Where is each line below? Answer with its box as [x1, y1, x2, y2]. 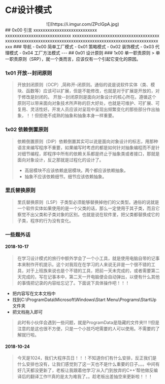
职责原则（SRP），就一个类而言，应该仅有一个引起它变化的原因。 [9, 56, 141, 62]
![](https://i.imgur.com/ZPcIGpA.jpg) [46, 21, 120, 27]
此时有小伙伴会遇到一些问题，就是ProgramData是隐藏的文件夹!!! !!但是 [17, 319, 160, 325]
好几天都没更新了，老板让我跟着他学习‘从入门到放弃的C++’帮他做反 [17, 367, 154, 373]
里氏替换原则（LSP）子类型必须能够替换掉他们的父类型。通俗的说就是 [17, 199, 159, 205]
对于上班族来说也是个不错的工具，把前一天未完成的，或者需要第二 [26, 268, 160, 273]
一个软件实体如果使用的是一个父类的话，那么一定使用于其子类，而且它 [17, 205, 160, 211]
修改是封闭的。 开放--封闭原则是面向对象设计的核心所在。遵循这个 [21, 94, 157, 100]
